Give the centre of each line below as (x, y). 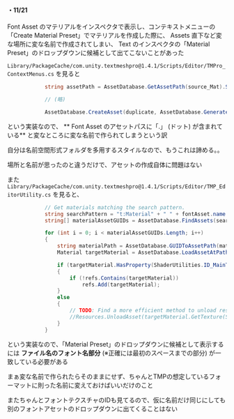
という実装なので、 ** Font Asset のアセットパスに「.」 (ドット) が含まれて (115, 126)
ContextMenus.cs (31, 75)
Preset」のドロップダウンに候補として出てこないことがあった (96, 53)
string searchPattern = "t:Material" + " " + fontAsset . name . (136, 214)
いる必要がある (47, 361)
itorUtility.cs (29, 195)
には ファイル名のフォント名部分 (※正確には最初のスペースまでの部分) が (111, 353)
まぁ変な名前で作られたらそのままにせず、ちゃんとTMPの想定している (108, 376)
